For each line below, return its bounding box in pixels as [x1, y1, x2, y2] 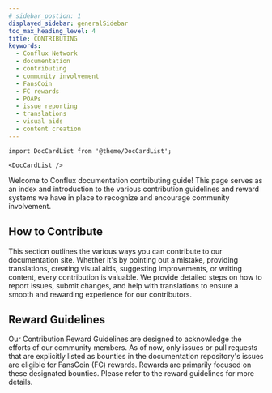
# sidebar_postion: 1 [8, 11, 82, 20]
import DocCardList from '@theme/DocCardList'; [8, 147, 172, 155]
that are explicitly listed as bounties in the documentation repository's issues [8, 352, 265, 361]
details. [8, 378, 33, 387]
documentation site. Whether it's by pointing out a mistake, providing [8, 254, 239, 264]
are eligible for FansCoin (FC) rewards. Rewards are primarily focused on [8, 360, 252, 370]
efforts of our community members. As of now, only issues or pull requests [8, 343, 257, 352]
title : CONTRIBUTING [8, 34, 79, 43]
